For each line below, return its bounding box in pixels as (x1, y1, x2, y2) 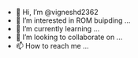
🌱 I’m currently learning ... (15, 24, 100, 33)
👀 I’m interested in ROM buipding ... (15, 16, 131, 25)
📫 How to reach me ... (15, 42, 89, 50)
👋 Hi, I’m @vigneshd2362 (15, 8, 99, 16)
